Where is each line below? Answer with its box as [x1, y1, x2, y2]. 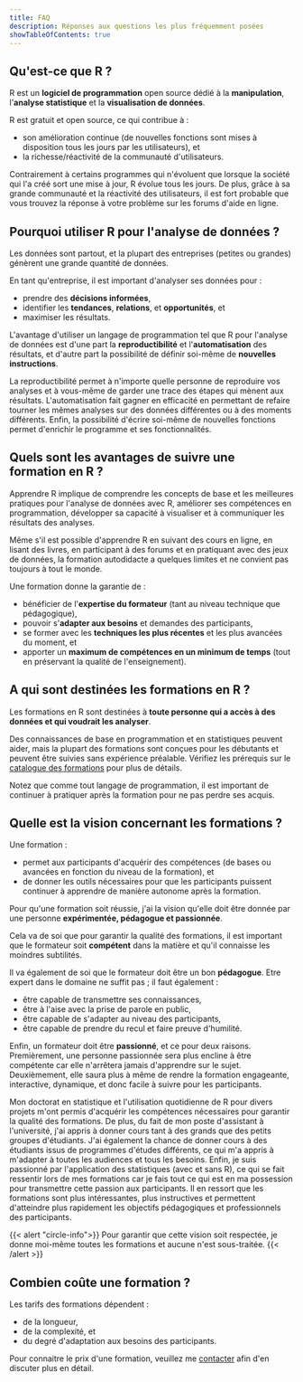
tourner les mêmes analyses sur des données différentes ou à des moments [9, 404, 292, 415]
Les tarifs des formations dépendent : [9, 1299, 150, 1310]
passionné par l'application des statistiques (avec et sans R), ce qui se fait [9, 1164, 285, 1175]
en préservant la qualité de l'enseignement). [22, 656, 187, 667]
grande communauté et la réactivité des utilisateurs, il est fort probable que [9, 188, 289, 199]
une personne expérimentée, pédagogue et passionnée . [9, 913, 223, 923]
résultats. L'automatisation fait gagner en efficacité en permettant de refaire [9, 395, 290, 405]
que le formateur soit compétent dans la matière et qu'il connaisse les [9, 940, 271, 951]
